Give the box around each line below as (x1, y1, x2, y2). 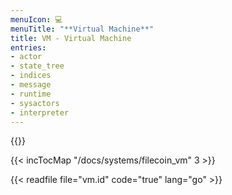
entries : (10, 42, 47, 53)
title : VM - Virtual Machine (10, 33, 132, 43)
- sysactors (10, 98, 60, 108)
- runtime (10, 89, 52, 99)
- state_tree (10, 61, 65, 71)
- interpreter (10, 107, 70, 118)
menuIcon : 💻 (10, 14, 63, 25)
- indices (10, 71, 52, 81)
